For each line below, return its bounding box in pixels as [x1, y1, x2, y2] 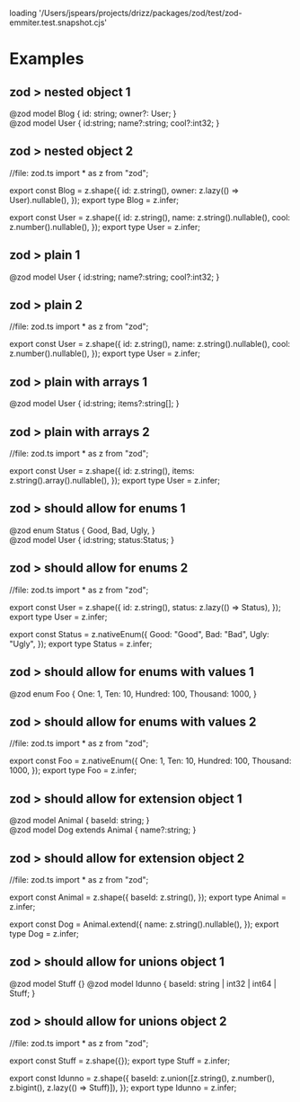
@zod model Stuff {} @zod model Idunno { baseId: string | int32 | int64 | [9, 978, 277, 989]
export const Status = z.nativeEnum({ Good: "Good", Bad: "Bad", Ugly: [9, 628, 269, 639]
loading [9, 8, 38, 18]
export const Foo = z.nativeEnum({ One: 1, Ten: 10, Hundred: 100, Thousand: [9, 755, 292, 767]
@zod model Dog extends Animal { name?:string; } [9, 824, 197, 835]
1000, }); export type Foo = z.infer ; [9, 765, 137, 776]
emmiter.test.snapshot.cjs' [9, 17, 108, 28]
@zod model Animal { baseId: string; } [9, 815, 150, 826]
